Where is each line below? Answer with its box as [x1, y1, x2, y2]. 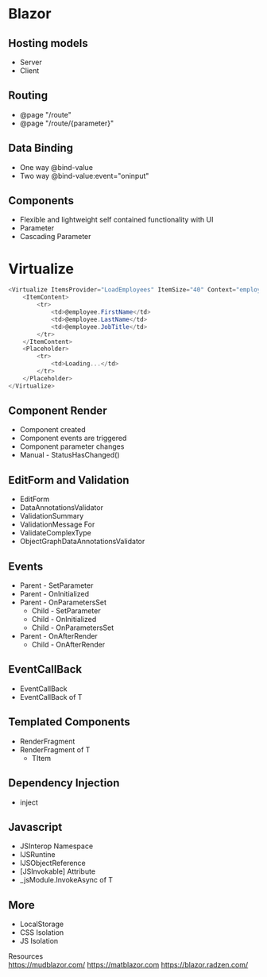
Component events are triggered [19, 434, 127, 443]
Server [19, 57, 42, 67]
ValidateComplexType [19, 528, 91, 538]
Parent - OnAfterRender [19, 631, 98, 641]
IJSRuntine [19, 850, 56, 859]
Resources [8, 952, 44, 961]
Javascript [8, 820, 63, 834]
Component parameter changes [19, 442, 125, 451]
